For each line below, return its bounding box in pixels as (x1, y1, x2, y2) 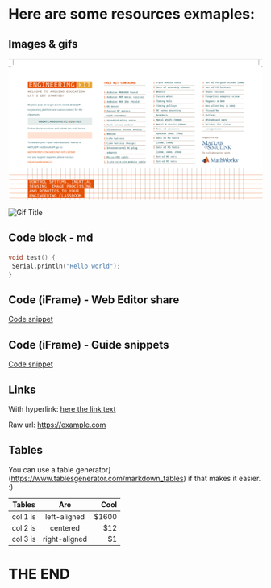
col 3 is (11, 535, 36, 544)
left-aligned (44, 511, 85, 522)
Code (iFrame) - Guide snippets (8, 337, 169, 352)
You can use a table (8, 464, 74, 474)
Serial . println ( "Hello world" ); (11, 262, 121, 270)
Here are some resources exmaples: (8, 5, 256, 23)
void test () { (8, 253, 56, 261)
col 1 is (11, 511, 36, 522)
